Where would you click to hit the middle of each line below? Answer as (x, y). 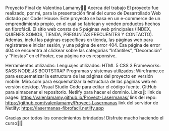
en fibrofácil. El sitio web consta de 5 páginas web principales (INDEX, (78, 29)
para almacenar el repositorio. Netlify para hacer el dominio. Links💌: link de (83, 92)
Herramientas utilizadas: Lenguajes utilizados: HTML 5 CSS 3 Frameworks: (83, 65)
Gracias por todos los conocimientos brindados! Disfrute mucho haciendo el (84, 118)
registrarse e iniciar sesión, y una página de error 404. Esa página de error (83, 45)
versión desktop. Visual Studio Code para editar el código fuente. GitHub (81, 87)
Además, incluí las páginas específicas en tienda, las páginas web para (79, 40)
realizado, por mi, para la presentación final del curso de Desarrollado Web (83, 13)
